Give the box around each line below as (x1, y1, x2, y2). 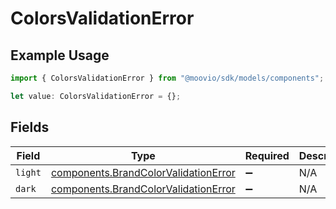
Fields (10, 119, 50, 136)
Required (244, 148, 290, 162)
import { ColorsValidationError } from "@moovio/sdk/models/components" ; (10, 73, 325, 83)
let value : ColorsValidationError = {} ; (10, 91, 182, 101)
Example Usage (10, 47, 110, 64)
